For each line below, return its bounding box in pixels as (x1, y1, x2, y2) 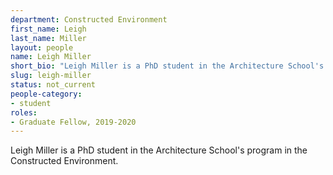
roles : (10, 107, 38, 118)
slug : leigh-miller (10, 71, 92, 81)
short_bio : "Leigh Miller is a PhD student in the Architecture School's (10, 61, 325, 71)
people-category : (10, 89, 83, 99)
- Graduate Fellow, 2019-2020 (10, 117, 137, 127)
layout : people (10, 42, 74, 53)
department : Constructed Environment (10, 14, 168, 25)
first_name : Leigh (10, 24, 87, 34)
